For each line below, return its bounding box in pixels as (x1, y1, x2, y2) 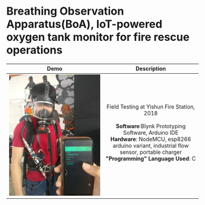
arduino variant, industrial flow (112, 142, 189, 149)
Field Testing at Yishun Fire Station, (106, 103, 195, 110)
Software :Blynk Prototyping (115, 122, 186, 129)
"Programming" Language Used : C (106, 154, 196, 162)
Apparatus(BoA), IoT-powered (6, 17, 163, 31)
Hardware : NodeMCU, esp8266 (110, 135, 191, 143)
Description (135, 65, 167, 73)
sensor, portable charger (120, 148, 182, 156)
